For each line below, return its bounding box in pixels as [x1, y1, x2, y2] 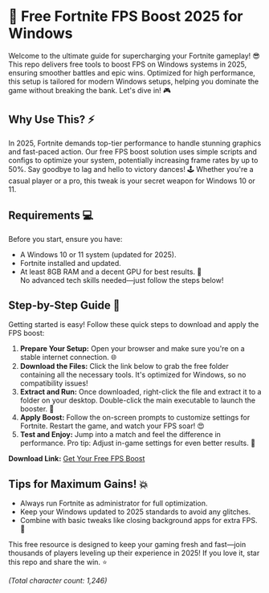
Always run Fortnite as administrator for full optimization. [19, 498, 208, 509]
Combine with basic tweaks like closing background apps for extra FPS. [19, 516, 259, 526]
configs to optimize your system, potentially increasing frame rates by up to [8, 155, 259, 165]
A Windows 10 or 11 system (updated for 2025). [19, 249, 177, 260]
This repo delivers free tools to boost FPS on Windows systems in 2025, [8, 59, 247, 69]
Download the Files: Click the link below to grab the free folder [19, 362, 229, 371]
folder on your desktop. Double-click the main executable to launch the [19, 395, 255, 405]
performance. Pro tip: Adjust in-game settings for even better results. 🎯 [19, 438, 255, 448]
